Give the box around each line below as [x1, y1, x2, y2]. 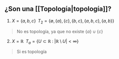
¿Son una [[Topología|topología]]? [4, 5, 112, 13]
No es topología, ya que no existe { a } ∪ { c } [16, 28, 103, 34]
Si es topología [16, 49, 47, 55]
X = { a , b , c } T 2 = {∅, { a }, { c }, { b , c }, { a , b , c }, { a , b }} [11, 18, 115, 25]
